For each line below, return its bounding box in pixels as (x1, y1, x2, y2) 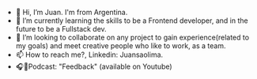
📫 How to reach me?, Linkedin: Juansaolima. (15, 50, 164, 59)
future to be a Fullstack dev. (15, 24, 107, 33)
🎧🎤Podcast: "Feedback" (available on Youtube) (15, 62, 172, 71)
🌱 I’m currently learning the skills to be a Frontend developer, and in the (15, 16, 248, 25)
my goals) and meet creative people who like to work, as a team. (15, 41, 226, 51)
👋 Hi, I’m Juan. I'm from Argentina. (15, 8, 128, 17)
